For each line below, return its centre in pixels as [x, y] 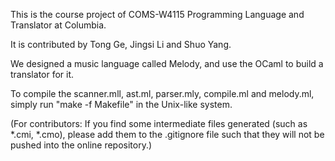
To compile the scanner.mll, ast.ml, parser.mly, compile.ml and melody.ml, [162, 93]
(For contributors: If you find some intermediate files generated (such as [159, 123]
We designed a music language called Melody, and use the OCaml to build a [167, 63]
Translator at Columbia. [58, 25]
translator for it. [42, 74]
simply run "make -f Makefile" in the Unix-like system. [121, 104]
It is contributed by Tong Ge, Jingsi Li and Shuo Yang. [121, 44]
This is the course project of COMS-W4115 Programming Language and [157, 14]
